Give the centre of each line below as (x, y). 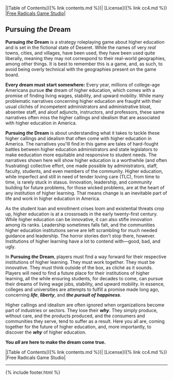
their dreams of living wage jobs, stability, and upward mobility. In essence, (85, 284)
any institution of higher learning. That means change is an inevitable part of (86, 193)
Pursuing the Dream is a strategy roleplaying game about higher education (85, 42)
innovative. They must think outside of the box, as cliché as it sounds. (79, 267)
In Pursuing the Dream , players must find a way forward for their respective (86, 257)
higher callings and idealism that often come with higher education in (79, 138)
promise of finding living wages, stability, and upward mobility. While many (84, 96)
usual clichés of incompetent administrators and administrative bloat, (79, 106)
